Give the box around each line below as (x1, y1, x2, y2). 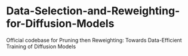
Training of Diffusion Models (6, 43, 76, 50)
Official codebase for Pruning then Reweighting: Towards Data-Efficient (6, 36, 182, 43)
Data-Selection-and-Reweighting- (6, 4, 180, 18)
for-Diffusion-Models (6, 17, 115, 30)
